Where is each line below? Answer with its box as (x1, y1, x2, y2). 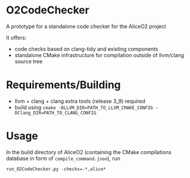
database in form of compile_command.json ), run (6, 155, 121, 162)
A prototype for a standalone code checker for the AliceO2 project (6, 23, 167, 30)
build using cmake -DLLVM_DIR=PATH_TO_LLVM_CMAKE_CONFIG (14, 103, 154, 111)
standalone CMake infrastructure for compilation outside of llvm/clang (14, 51, 185, 58)
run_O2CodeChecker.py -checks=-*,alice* (6, 166, 107, 172)
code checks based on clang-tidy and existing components (14, 45, 158, 53)
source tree (14, 58, 43, 65)
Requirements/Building (6, 78, 121, 92)
